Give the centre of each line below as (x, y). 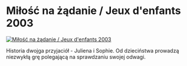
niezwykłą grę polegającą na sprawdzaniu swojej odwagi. (76, 57)
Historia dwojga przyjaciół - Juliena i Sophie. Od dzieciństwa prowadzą (93, 50)
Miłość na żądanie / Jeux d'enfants (93, 11)
